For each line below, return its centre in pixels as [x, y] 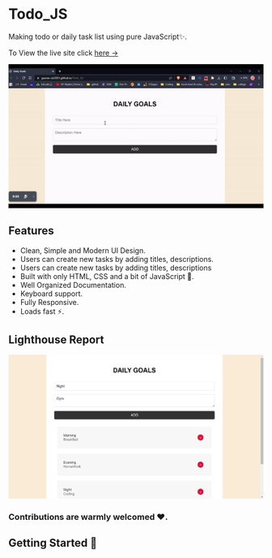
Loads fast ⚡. [42, 311]
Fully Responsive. [49, 302]
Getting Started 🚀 [53, 543]
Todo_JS [38, 14]
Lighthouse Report [56, 340]
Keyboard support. [51, 294]
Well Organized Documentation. [73, 285]
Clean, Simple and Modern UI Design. [83, 250]
